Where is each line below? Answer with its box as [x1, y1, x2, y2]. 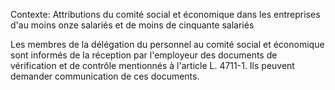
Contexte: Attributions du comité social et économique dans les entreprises [10, 9, 321, 20]
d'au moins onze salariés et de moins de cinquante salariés [10, 19, 255, 31]
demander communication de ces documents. [10, 70, 200, 82]
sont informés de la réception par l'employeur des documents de [10, 49, 278, 61]
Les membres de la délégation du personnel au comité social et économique [10, 39, 325, 50]
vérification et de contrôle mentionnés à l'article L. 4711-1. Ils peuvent [10, 60, 295, 71]
